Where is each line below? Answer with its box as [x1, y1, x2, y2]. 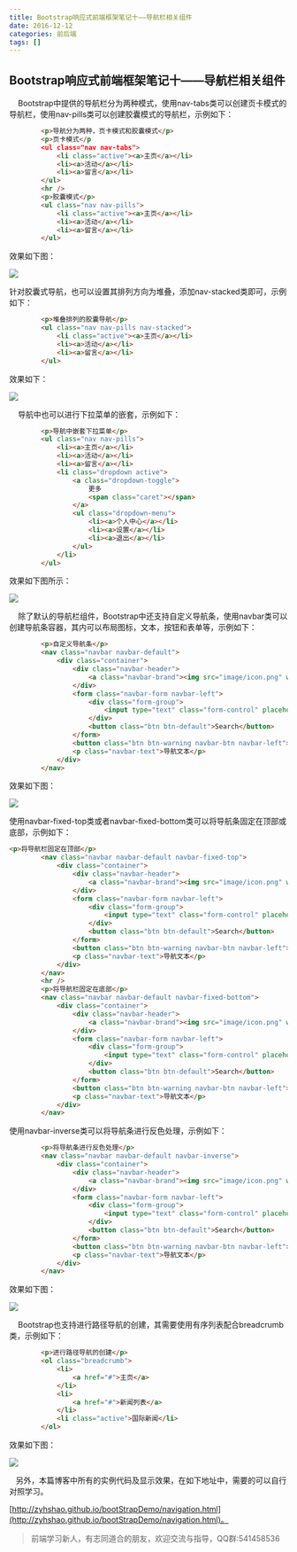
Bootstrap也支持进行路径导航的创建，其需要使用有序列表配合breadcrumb [17, 1320, 285, 1330]
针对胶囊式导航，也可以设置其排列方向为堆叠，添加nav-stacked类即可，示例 [9, 286, 287, 297]
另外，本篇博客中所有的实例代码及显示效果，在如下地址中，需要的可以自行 [15, 1475, 287, 1486]
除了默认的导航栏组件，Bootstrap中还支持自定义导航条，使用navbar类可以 [17, 611, 288, 621]
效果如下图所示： [9, 575, 72, 586]
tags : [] [9, 37, 42, 47]
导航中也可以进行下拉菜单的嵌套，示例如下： [17, 409, 181, 419]
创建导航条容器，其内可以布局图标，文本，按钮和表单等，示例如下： [9, 622, 257, 633]
